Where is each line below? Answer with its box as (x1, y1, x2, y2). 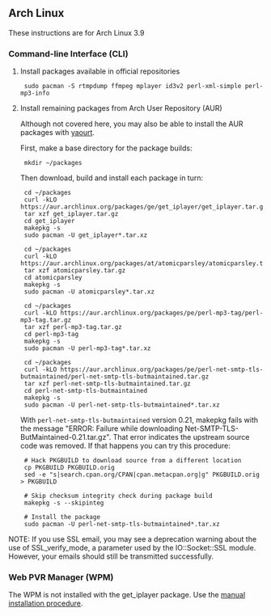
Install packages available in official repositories (19, 66, 180, 76)
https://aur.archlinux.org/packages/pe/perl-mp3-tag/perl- (60, 309, 264, 318)
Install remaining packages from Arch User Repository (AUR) (19, 103, 222, 113)
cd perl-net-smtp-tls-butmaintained (23, 387, 148, 395)
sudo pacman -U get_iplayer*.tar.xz (23, 231, 148, 239)
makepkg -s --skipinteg (23, 499, 104, 508)
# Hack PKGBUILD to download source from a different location (23, 457, 242, 465)
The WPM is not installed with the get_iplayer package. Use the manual (8, 590, 246, 600)
